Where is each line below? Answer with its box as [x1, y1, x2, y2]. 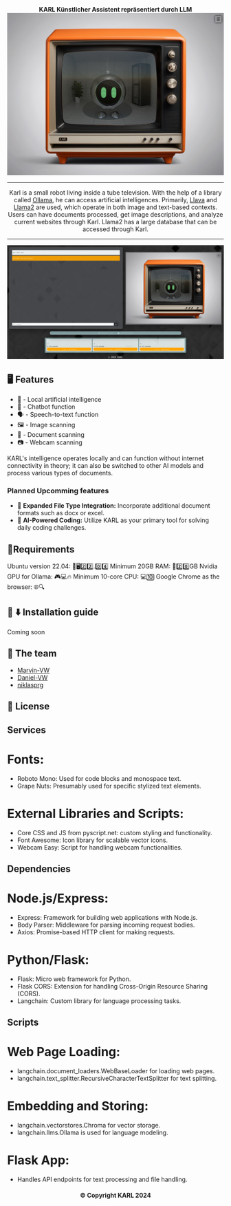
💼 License [7, 700, 50, 713]
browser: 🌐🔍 [7, 583, 45, 591]
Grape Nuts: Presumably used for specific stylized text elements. [16, 782, 201, 790]
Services [7, 724, 47, 735]
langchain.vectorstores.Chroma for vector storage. [16, 1121, 161, 1130]
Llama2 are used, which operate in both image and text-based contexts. [13, 203, 218, 211]
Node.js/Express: [7, 891, 109, 906]
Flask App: [7, 1152, 70, 1168]
